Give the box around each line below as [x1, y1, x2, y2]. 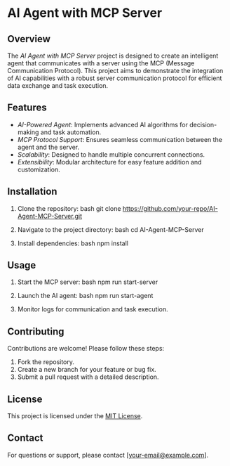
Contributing [7, 325, 65, 337]
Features [7, 102, 47, 114]
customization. [17, 165, 61, 174]
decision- [189, 120, 217, 129]
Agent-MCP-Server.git [17, 212, 83, 220]
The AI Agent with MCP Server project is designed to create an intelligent [7, 51, 219, 60]
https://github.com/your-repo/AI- [122, 204, 219, 212]
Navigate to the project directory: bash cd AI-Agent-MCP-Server [17, 225, 205, 233]
